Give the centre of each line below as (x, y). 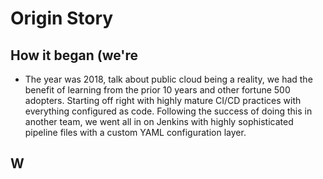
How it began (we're (74, 55)
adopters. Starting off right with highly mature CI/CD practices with (163, 100)
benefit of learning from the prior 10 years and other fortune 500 (157, 90)
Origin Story (62, 18)
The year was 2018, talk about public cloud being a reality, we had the (168, 79)
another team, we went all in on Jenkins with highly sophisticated (159, 121)
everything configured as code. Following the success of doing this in (168, 111)
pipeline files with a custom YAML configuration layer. (135, 132)
